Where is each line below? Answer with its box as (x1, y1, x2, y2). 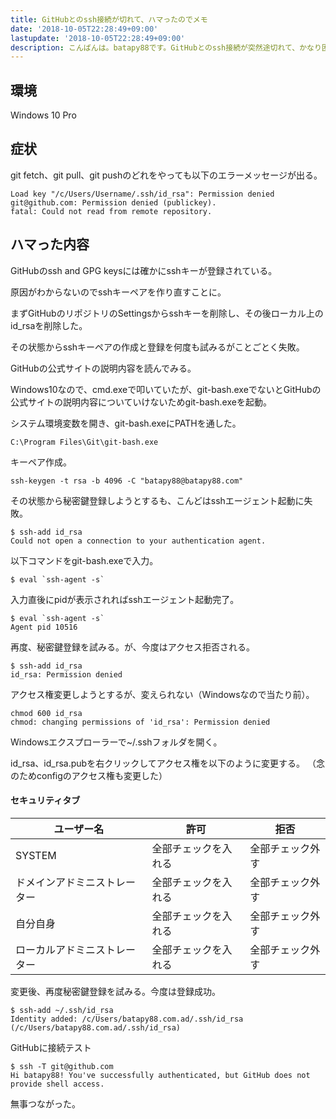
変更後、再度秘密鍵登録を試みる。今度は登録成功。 (10, 985, 221, 997)
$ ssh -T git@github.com (10, 1061, 114, 1071)
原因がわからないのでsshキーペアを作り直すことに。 (10, 286, 227, 298)
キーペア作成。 (10, 456, 72, 468)
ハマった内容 (10, 236, 90, 253)
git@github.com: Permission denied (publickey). (10, 197, 217, 208)
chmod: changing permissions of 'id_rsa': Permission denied (10, 717, 271, 727)
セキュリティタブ (10, 794, 81, 806)
